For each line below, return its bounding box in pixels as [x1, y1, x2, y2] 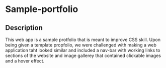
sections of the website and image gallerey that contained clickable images [5, 52, 161, 58]
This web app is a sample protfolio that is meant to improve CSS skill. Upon [5, 36, 161, 42]
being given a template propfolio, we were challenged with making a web [5, 42, 157, 48]
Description [5, 23, 43, 32]
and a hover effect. [5, 58, 45, 63]
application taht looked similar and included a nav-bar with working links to [5, 47, 160, 53]
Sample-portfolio [5, 3, 78, 15]
